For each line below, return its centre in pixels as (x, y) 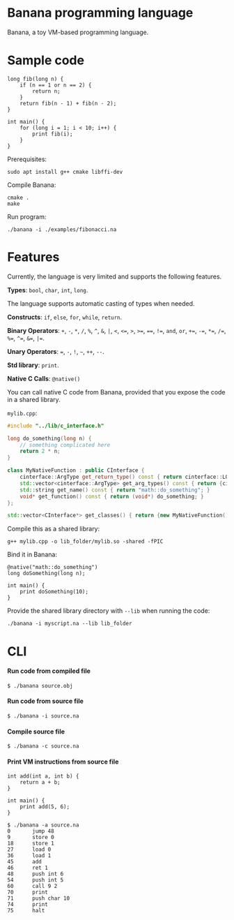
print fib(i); (53, 134)
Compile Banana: (32, 185)
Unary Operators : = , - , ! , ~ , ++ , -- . (56, 351)
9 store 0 (31, 838)
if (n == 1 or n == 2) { (56, 85)
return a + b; (40, 782)
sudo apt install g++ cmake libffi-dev (65, 172)
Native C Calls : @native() (44, 378)
